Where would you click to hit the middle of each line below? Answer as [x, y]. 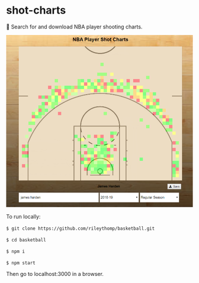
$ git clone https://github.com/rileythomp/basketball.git [81, 229]
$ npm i [16, 251]
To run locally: [23, 216]
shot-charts [36, 10]
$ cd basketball [26, 240]
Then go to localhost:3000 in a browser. [55, 274]
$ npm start [21, 263]
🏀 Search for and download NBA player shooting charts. [74, 27]
